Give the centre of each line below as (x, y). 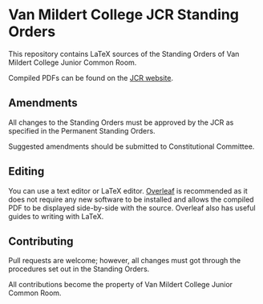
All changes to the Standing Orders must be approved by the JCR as (121, 122)
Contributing (41, 241)
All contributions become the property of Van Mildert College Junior (121, 285)
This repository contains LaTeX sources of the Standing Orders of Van (124, 54)
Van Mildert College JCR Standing (123, 15)
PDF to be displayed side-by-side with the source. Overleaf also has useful (132, 208)
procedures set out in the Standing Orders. (79, 269)
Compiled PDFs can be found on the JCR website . (91, 78)
